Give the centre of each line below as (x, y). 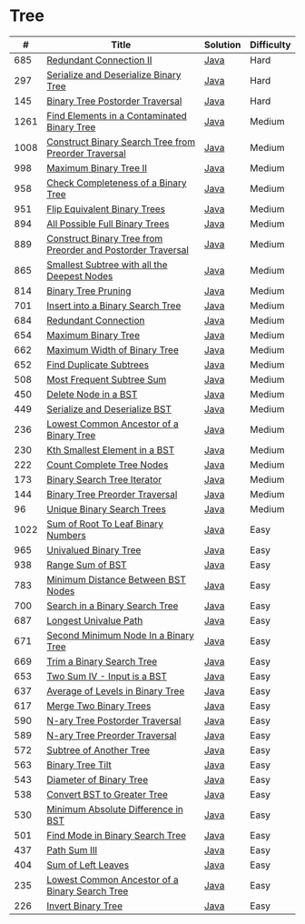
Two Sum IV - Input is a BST (107, 676)
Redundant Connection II (99, 60)
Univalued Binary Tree (94, 549)
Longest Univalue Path (95, 620)
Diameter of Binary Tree (97, 779)
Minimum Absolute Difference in (115, 808)
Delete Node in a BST (92, 394)
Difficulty (270, 45)
